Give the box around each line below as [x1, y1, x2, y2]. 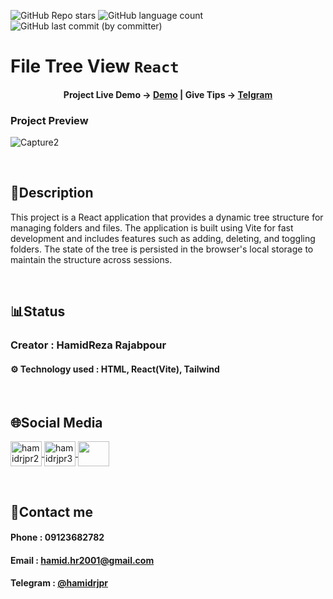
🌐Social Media [10, 414, 103, 431]
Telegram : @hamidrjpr [10, 577, 108, 589]
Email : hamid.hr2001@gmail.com [10, 554, 155, 566]
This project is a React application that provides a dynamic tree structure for [10, 211, 324, 223]
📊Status [10, 303, 66, 320]
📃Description [10, 185, 94, 202]
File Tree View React [10, 55, 180, 78]
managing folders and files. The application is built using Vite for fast [10, 221, 294, 234]
